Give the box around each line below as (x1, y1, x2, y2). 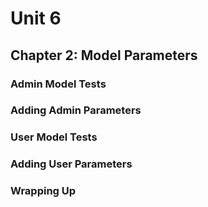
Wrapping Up (10, 184, 77, 198)
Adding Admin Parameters (10, 103, 142, 117)
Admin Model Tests (10, 77, 107, 91)
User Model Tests (10, 130, 98, 144)
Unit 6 (10, 7, 62, 30)
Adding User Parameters (10, 157, 133, 171)
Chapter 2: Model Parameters (10, 47, 198, 64)
